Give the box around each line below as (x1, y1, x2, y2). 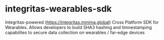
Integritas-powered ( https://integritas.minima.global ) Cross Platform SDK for (5, 19, 159, 25)
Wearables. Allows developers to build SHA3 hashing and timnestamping (5, 24, 152, 30)
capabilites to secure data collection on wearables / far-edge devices (5, 29, 145, 35)
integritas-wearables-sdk (5, 3, 112, 14)
